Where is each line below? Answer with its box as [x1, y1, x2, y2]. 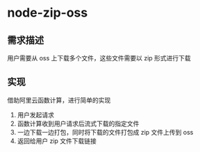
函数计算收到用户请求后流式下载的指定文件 [17, 119, 140, 128]
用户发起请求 [17, 110, 54, 119]
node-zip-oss [7, 5, 88, 21]
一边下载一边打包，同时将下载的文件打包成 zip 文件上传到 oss [17, 128, 194, 136]
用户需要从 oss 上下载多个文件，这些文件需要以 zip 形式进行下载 [7, 54, 191, 62]
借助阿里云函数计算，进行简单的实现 [7, 96, 111, 104]
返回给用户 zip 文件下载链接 [17, 137, 97, 145]
